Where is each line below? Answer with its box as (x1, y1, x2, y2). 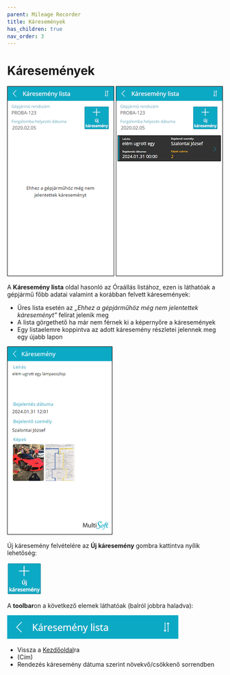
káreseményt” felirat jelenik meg (16, 311, 110, 319)
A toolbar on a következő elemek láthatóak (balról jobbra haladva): (7, 602, 194, 610)
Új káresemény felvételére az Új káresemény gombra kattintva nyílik (7, 542, 201, 550)
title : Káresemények (7, 18, 66, 25)
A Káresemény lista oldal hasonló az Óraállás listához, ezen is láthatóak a (7, 283, 216, 292)
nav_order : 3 (7, 33, 44, 40)
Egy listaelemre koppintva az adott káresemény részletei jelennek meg (16, 326, 216, 334)
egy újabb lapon (16, 333, 63, 341)
